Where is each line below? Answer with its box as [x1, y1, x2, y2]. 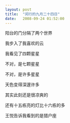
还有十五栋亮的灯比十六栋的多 [5, 103, 65, 108]
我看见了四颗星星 [5, 51, 40, 56]
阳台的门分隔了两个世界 [5, 30, 52, 36]
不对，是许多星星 [5, 71, 40, 77]
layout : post [5, 7, 32, 12]
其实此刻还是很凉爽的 [5, 92, 48, 98]
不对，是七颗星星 [5, 61, 40, 67]
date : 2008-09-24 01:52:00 [5, 16, 65, 21]
